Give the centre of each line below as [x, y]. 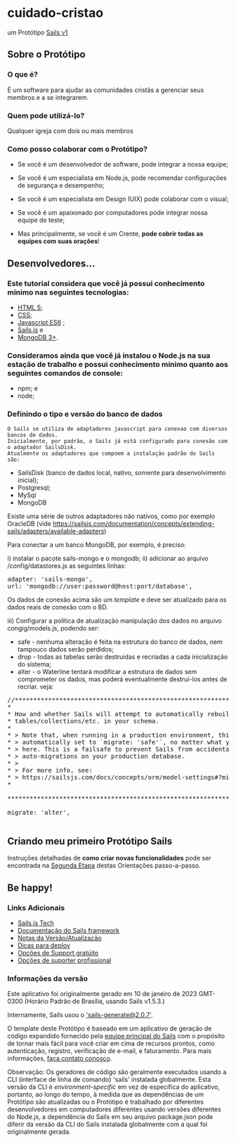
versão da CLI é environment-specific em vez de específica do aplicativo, [113, 1087]
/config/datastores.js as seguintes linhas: [67, 566]
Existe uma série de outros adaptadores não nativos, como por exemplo [111, 516]
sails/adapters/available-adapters [56, 531]
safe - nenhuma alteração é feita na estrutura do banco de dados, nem [120, 642]
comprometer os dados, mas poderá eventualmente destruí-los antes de [122, 679]
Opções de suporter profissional [64, 960]
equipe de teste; [41, 220]
